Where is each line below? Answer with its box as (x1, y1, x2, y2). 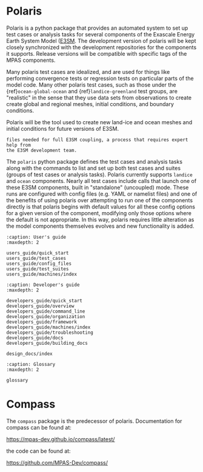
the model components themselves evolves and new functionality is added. (6, 222, 195, 230)
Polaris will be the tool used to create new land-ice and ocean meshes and (6, 118, 193, 125)
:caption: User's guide (6, 234, 67, 240)
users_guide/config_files (6, 261, 72, 267)
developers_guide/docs (6, 334, 64, 341)
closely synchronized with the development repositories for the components (6, 44, 197, 51)
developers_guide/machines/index (6, 324, 91, 330)
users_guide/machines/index (6, 271, 78, 277)
